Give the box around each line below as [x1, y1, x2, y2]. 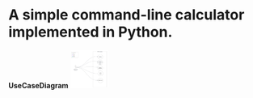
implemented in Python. [8, 23, 173, 41]
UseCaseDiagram [8, 80, 69, 90]
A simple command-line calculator [8, 6, 245, 24]
